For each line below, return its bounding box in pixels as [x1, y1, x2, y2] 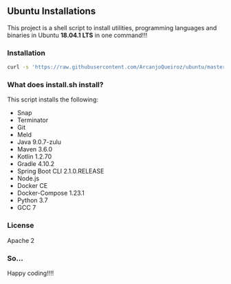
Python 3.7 [16, 196, 48, 204]
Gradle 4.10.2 [16, 160, 55, 168]
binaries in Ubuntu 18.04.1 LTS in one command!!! [7, 31, 148, 39]
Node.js [16, 174, 40, 182]
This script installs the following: [7, 95, 98, 104]
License [7, 221, 34, 230]
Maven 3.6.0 [16, 145, 53, 154]
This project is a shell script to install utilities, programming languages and [7, 23, 217, 32]
